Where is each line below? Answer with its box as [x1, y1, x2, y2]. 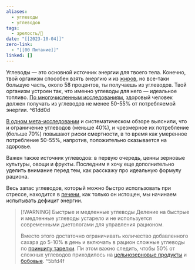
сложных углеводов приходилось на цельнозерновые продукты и [20, 251, 187, 258]
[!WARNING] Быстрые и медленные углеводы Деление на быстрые [20, 208, 190, 215]
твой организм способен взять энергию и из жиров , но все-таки [6, 75, 169, 82]
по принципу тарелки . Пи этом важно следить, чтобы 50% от [20, 245, 175, 252]
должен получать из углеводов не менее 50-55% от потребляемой [6, 100, 176, 107]
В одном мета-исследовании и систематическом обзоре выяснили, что [6, 117, 187, 124]
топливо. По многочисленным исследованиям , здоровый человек [6, 94, 173, 101]
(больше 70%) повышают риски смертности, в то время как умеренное [6, 130, 187, 137]
